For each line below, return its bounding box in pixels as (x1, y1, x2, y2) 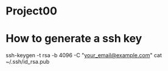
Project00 (5, 4, 57, 18)
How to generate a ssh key (5, 32, 142, 46)
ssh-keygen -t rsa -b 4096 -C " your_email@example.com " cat (5, 52, 162, 59)
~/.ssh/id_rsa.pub (5, 58, 50, 66)
